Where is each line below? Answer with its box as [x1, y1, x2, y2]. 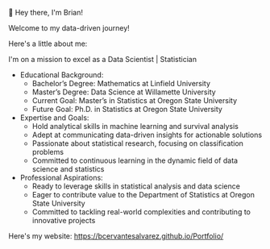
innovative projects [31, 216, 96, 225]
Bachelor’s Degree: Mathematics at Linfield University [31, 79, 211, 88]
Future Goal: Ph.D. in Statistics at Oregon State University [31, 105, 223, 114]
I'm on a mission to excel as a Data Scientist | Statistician [8, 55, 197, 64]
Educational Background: [19, 70, 104, 80]
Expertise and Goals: [19, 113, 89, 122]
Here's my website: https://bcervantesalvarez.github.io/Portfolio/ [8, 231, 224, 241]
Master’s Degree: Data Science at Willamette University [31, 87, 216, 97]
